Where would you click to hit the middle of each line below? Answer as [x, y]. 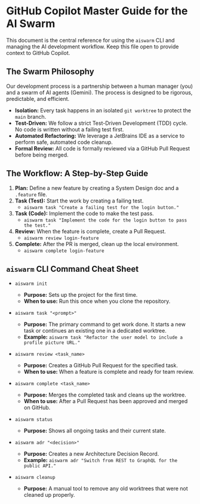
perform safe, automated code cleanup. [64, 142]
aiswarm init [31, 284]
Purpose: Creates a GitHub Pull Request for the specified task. [101, 365]
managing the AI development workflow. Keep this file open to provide [93, 47]
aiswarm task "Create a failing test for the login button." [101, 207]
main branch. [30, 116]
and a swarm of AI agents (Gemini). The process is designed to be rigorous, [99, 92]
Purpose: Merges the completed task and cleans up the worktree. [105, 395]
